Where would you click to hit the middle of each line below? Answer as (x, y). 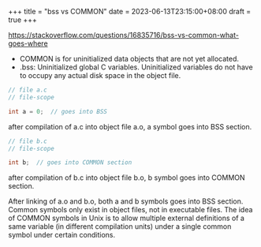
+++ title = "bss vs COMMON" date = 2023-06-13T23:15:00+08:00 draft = (129, 11)
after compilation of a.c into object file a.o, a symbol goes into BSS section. (130, 126)
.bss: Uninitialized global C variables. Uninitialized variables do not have (136, 67)
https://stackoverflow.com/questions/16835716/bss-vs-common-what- (123, 35)
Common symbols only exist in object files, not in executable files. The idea (130, 210)
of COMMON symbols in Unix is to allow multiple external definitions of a (126, 218)
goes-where (28, 43)
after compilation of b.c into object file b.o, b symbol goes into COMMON (127, 178)
